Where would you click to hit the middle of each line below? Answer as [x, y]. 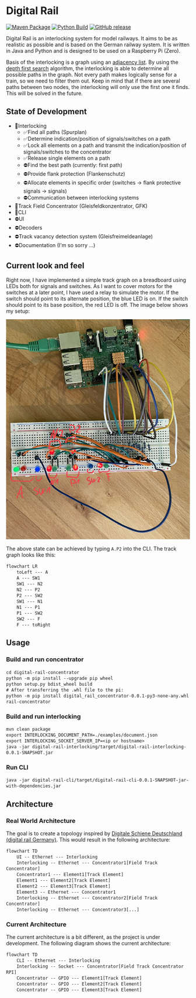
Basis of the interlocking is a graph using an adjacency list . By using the [92, 62]
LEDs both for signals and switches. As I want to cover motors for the [89, 286]
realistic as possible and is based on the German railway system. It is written [98, 45]
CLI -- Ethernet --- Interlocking [58, 961]
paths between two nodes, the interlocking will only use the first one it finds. [98, 87]
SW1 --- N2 [30, 584]
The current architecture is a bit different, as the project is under [83, 937]
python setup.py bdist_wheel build [49, 684]
